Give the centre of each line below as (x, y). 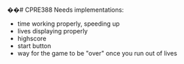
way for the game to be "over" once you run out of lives (97, 53)
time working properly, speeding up (68, 24)
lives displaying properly (53, 31)
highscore (32, 38)
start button (34, 46)
